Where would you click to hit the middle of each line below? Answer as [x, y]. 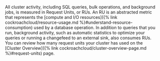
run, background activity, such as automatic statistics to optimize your [75, 33]
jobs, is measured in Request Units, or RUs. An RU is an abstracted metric [79, 12]
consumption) [19, 28]
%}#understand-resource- [106, 22]
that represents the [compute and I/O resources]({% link [61, 17]
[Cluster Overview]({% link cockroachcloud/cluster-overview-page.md [76, 48]
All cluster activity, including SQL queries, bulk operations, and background [80, 7]
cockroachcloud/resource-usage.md [42, 22]
